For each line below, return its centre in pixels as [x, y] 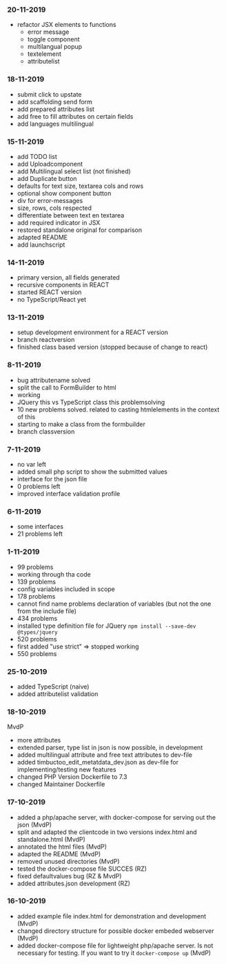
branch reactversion [46, 340]
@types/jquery [37, 632]
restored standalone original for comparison [80, 230]
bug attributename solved [54, 380]
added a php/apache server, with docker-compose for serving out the [116, 817]
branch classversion [46, 431]
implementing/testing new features [66, 770]
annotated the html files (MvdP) [62, 847]
